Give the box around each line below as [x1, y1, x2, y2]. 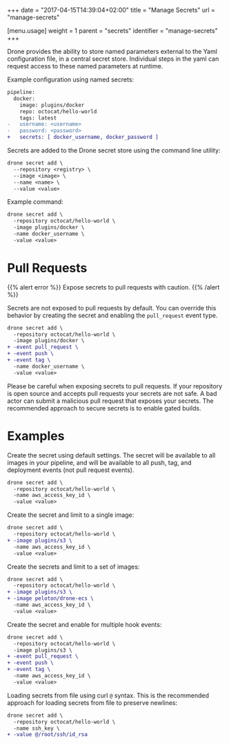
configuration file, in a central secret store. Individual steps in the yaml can [7, 55, 219, 63]
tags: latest [19, 114, 57, 122]
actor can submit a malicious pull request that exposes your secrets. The [7, 397, 214, 405]
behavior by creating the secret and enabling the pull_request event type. [7, 311, 218, 319]
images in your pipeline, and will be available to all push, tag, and [7, 458, 192, 466]
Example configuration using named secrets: [7, 75, 135, 84]
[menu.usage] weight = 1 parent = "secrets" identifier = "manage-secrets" [7, 27, 219, 35]
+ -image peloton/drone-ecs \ [7, 595, 94, 602]
